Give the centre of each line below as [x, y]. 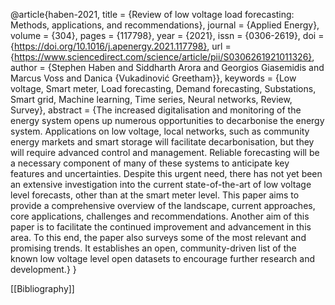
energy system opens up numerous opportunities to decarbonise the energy [167, 120]
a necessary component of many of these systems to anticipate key [150, 163]
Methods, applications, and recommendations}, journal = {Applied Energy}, [165, 25]
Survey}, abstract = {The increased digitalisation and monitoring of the [156, 110]
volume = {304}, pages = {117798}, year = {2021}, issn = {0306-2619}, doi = [167, 35]
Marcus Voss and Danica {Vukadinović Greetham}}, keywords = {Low [153, 78]
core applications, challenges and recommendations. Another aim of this [160, 216]
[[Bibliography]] [42, 288]
